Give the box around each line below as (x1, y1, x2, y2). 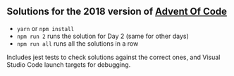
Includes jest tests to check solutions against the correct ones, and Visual (6, 53, 221, 61)
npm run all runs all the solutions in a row (16, 39, 139, 48)
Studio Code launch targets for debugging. (6, 60, 131, 69)
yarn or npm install (16, 24, 75, 32)
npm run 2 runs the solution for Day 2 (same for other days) (16, 32, 190, 40)
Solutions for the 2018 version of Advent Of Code (6, 6, 227, 18)
